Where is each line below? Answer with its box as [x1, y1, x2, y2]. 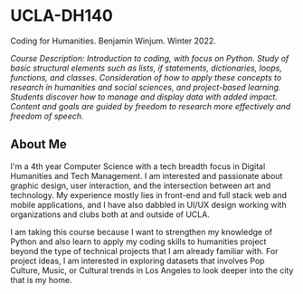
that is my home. [10, 274, 72, 285]
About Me [10, 137, 67, 152]
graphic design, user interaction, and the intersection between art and [10, 180, 271, 191]
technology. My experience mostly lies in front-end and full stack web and [10, 189, 288, 200]
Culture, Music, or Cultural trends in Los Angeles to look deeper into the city [10, 264, 294, 276]
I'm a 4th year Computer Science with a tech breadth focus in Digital [10, 160, 266, 172]
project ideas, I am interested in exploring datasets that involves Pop [10, 255, 265, 266]
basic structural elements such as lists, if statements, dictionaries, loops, [10, 62, 283, 73]
